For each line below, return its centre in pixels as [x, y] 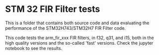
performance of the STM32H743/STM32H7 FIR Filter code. [66, 28]
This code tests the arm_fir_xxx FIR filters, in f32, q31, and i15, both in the [80, 38]
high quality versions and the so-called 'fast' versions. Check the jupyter [79, 43]
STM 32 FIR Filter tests [53, 9]
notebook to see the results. [34, 48]
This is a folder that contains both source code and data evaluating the [77, 23]
